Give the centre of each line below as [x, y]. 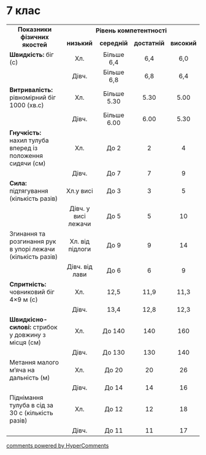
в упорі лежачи [32, 249]
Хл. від [80, 241]
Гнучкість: [25, 132]
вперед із [24, 148]
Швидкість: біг [32, 55]
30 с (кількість [31, 413]
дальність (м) [30, 377]
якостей [35, 45]
